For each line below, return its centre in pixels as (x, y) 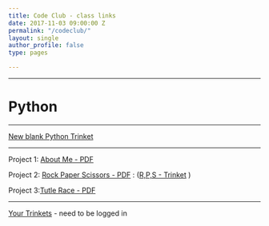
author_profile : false (46, 46)
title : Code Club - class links (62, 16)
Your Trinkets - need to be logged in (68, 213)
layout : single (34, 38)
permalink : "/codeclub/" (50, 30)
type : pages (28, 53)
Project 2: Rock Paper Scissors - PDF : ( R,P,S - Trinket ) (100, 174)
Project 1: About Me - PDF (51, 159)
